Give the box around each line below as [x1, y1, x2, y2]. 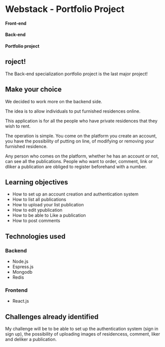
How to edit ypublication [12, 207, 63, 213]
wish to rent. [5, 123, 31, 129]
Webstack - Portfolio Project [5, 3, 125, 15]
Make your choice [5, 85, 62, 94]
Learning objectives [5, 178, 69, 186]
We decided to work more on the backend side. [5, 98, 102, 104]
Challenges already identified [5, 313, 99, 321]
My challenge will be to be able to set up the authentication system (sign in [5, 326, 159, 332]
